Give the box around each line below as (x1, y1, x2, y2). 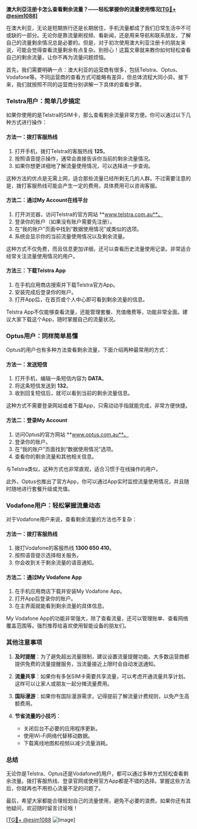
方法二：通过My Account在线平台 (6, 197, 88, 204)
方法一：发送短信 (6, 360, 47, 368)
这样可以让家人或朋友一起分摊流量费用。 (14, 680, 113, 687)
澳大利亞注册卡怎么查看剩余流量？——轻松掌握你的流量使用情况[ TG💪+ (6, 6, 176, 12)
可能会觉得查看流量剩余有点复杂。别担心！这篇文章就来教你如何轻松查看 (16, 46, 191, 53)
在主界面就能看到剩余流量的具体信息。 (14, 602, 107, 609)
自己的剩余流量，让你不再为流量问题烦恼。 (6, 54, 109, 60)
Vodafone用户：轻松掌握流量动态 (6, 501, 101, 510)
